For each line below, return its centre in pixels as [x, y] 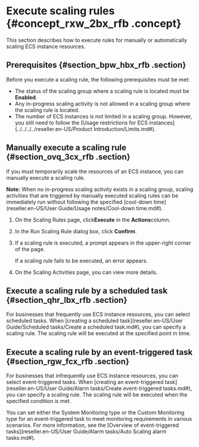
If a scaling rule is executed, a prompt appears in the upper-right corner [103, 243]
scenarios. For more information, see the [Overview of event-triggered [93, 425]
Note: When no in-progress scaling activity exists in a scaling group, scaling [100, 189]
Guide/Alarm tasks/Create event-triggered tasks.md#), [125, 389]
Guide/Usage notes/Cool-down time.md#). [111, 208]
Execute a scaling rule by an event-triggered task [99, 352]
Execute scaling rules [60, 11]
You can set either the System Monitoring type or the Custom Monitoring [95, 412]
